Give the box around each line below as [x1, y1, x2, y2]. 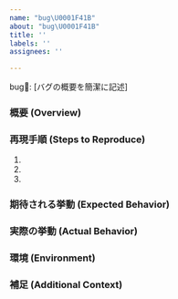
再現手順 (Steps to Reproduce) [9, 133, 146, 146]
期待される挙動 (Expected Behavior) [9, 198, 171, 211]
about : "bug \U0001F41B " [9, 22, 100, 31]
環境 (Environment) [9, 252, 96, 264]
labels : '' [9, 38, 51, 48]
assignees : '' [9, 47, 64, 57]
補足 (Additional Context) [9, 279, 123, 292]
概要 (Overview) [9, 107, 82, 119]
